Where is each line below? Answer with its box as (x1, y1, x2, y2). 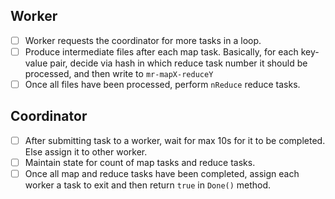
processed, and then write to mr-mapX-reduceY (24, 67, 214, 79)
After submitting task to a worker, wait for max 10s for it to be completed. (24, 134, 326, 146)
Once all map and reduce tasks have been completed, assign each (24, 167, 300, 179)
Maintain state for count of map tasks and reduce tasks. (24, 156, 256, 168)
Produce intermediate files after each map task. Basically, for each (24, 45, 299, 58)
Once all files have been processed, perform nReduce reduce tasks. (24, 78, 301, 90)
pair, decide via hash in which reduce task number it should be (49, 57, 308, 69)
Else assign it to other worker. (24, 145, 148, 158)
